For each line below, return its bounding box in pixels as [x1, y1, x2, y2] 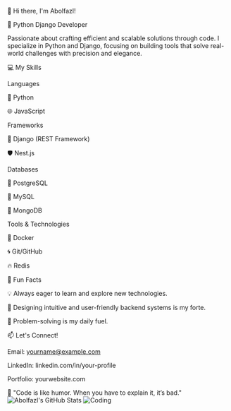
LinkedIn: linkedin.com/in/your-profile [7, 361, 116, 369]
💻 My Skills [7, 64, 42, 71]
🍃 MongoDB [7, 206, 42, 215]
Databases [7, 165, 39, 173]
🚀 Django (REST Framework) [7, 135, 90, 143]
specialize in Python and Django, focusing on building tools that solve [7, 42, 209, 49]
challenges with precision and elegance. [25, 49, 142, 57]
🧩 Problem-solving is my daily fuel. [7, 317, 108, 325]
